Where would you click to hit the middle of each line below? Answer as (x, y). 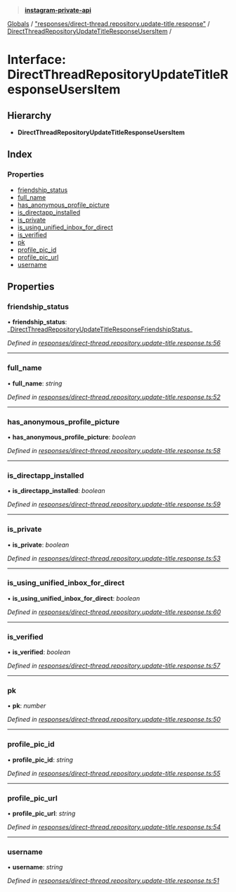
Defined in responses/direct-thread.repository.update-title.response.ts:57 (114, 666)
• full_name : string (35, 383)
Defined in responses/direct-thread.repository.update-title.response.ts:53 (114, 558)
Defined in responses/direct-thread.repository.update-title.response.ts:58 (114, 450)
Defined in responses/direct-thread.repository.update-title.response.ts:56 (114, 343)
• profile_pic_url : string (41, 814)
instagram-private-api (58, 10)
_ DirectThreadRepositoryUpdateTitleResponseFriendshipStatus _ (100, 329)
